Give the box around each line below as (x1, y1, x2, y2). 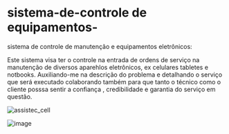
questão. (7, 92, 33, 101)
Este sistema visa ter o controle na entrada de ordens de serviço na (7, 55, 200, 64)
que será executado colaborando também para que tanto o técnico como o (7, 77, 221, 86)
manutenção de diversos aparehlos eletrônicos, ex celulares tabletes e (7, 63, 209, 71)
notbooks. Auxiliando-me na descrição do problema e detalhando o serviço (7, 70, 223, 79)
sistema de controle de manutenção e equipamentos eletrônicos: (7, 42, 192, 50)
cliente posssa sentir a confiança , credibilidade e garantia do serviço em (7, 85, 216, 93)
